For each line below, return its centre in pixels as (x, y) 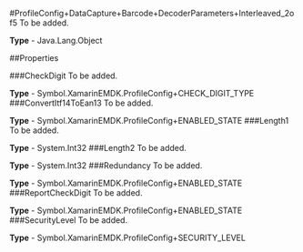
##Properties (34, 58)
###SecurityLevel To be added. (69, 220)
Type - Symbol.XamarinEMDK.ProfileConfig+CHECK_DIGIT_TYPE (132, 93)
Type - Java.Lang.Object (56, 40)
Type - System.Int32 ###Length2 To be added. (98, 148)
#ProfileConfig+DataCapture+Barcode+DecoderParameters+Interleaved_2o (152, 13)
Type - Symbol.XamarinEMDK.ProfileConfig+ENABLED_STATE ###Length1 (149, 121)
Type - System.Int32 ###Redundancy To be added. (106, 166)
